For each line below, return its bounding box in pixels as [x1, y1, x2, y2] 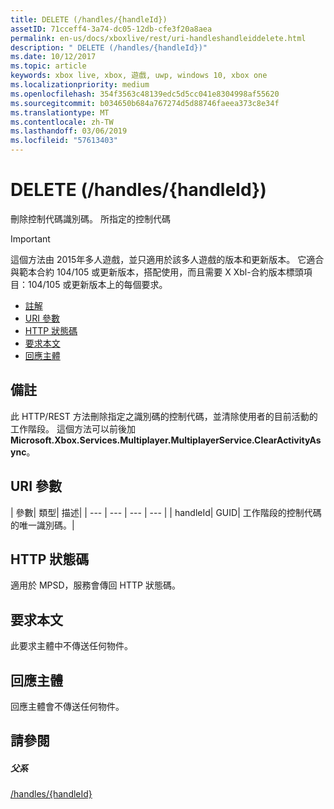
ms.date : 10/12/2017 [10, 52, 97, 62]
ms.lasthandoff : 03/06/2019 [10, 126, 128, 136]
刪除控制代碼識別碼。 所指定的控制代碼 [10, 212, 171, 225]
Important [10, 232, 51, 245]
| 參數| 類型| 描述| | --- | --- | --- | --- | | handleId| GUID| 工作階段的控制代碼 [10, 506, 322, 518]
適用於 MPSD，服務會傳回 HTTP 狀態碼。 [10, 579, 181, 591]
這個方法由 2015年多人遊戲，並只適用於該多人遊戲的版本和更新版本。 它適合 [10, 253, 325, 265]
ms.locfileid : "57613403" [10, 136, 118, 146]
